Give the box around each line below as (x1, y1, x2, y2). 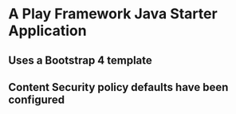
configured (8, 92, 65, 106)
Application (8, 22, 87, 40)
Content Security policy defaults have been (8, 81, 229, 94)
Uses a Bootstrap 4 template (8, 53, 153, 67)
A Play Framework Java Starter (8, 5, 218, 23)
